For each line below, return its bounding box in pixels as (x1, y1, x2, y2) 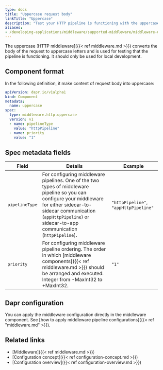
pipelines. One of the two (42, 177, 99, 184)
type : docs (5, 7, 27, 12)
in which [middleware (42, 252, 91, 259)
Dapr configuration (5, 299, 64, 307)
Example (123, 163, 144, 170)
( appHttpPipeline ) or (42, 213, 90, 220)
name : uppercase (9, 103, 42, 108)
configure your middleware (42, 195, 104, 202)
